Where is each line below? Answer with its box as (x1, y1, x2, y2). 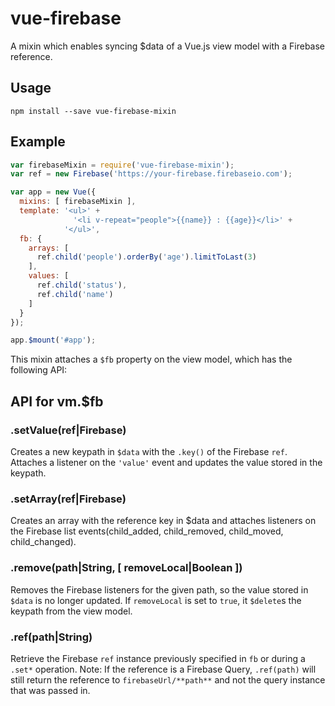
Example (10, 133, 66, 151)
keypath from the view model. (10, 605, 133, 617)
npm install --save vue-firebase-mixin (10, 106, 177, 116)
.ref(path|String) (10, 630, 93, 644)
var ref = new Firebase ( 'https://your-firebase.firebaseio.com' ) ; (10, 169, 293, 179)
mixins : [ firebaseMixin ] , (19, 197, 137, 207)
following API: (10, 364, 68, 376)
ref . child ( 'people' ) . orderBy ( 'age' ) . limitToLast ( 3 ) (36, 252, 257, 262)
